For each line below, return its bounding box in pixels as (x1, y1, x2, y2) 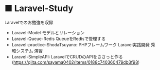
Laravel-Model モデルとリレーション (11, 29, 85, 35)
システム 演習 (16, 48, 43, 54)
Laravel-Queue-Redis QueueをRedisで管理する (11, 36, 106, 42)
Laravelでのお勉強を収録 (4, 19, 53, 25)
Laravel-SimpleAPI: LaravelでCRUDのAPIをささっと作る (11, 54, 123, 59)
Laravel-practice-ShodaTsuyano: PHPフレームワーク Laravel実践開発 (11, 42, 150, 47)
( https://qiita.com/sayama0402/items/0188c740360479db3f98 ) (11, 59, 140, 65)
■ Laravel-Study (4, 3, 73, 14)
